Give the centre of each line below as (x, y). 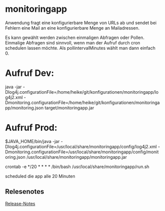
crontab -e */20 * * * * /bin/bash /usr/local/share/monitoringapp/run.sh (77, 167)
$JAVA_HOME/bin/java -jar (33, 141)
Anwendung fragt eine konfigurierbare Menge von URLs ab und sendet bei (81, 23)
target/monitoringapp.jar (69, 107)
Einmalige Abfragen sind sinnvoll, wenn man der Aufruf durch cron (73, 42)
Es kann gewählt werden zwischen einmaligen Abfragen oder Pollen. (75, 37)
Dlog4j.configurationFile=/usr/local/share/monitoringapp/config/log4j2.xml (81, 146)
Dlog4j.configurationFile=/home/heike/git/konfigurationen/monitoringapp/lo (82, 92)
